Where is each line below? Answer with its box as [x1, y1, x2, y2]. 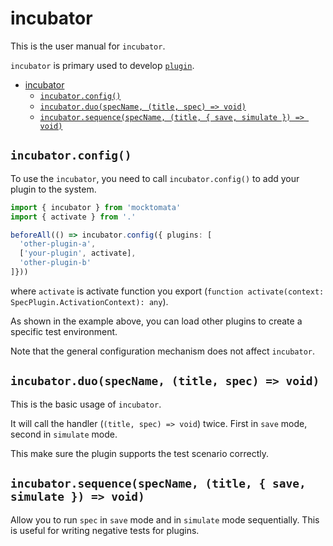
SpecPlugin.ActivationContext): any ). [10, 295, 169, 307]
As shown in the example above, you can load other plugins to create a [10, 315, 303, 327]
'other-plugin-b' [19, 258, 92, 268]
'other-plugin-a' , [19, 239, 97, 249]
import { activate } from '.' [10, 212, 137, 222]
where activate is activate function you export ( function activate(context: [10, 285, 325, 297]
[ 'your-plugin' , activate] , [19, 248, 137, 259]
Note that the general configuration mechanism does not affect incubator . [10, 345, 316, 357]
